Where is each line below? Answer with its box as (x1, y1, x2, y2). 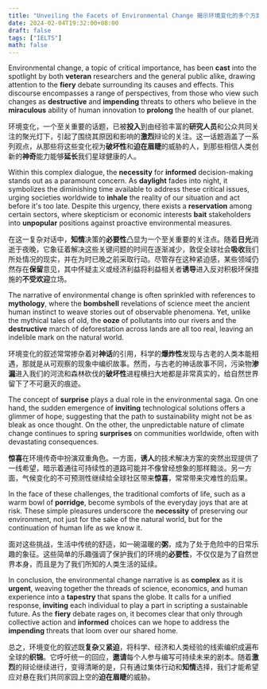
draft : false (8, 26, 52, 34)
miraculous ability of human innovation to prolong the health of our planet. (8, 105, 254, 115)
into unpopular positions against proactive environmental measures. (8, 218, 233, 228)
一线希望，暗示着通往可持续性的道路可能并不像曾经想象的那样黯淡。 (8, 463, 231, 473)
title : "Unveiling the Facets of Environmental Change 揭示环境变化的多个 (8, 11, 250, 20)
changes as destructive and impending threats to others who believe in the (8, 97, 257, 107)
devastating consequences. (8, 437, 99, 446)
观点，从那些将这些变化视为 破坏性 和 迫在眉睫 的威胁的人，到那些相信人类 (14, 142, 252, 151)
